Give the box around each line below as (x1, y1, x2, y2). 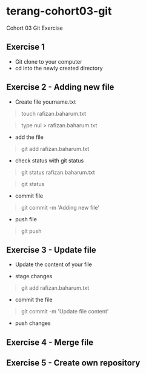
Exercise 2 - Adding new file (6, 82, 114, 92)
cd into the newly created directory (15, 64, 103, 72)
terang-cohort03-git (6, 4, 112, 18)
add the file (15, 133, 44, 141)
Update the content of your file (15, 261, 92, 268)
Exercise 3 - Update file (6, 244, 97, 255)
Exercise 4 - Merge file (6, 337, 94, 347)
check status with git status (15, 156, 84, 164)
